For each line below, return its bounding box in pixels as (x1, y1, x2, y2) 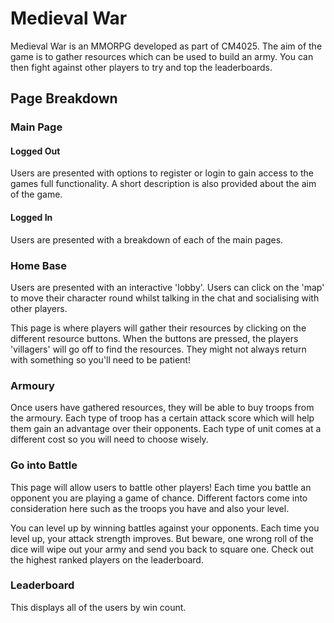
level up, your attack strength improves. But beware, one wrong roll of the (10, 532, 314, 544)
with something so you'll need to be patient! (10, 353, 191, 366)
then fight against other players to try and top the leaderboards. (10, 61, 273, 73)
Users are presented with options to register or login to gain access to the (10, 167, 314, 179)
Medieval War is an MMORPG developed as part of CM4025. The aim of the (10, 40, 323, 52)
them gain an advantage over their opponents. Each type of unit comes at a (10, 423, 322, 435)
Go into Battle (10, 458, 78, 472)
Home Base (10, 258, 68, 272)
